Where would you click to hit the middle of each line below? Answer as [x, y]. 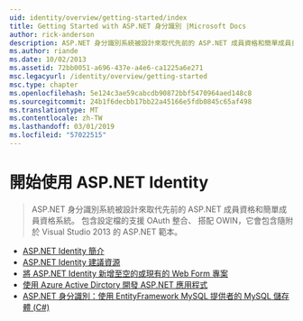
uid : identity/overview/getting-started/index [98, 18]
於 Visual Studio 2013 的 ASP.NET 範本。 [107, 232]
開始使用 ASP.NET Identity [109, 183]
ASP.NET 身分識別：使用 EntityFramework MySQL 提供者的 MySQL [147, 296]
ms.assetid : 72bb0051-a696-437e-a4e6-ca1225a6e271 [106, 69]
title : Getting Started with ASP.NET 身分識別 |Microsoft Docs [128, 26]
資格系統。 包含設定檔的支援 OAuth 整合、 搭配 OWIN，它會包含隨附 [166, 220]
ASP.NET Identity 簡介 [64, 251]
